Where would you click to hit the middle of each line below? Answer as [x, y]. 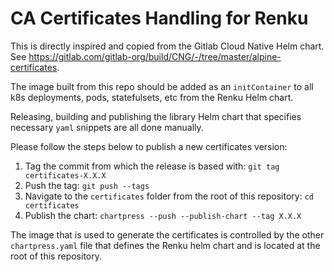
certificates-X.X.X [65, 175]
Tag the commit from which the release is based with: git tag [152, 166]
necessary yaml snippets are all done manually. [107, 127]
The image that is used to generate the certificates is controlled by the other [167, 234]
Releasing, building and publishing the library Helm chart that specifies [156, 116]
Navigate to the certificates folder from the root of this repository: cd [169, 196]
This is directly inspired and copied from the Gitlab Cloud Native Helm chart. [167, 46]
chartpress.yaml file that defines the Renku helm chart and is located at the [165, 245]
